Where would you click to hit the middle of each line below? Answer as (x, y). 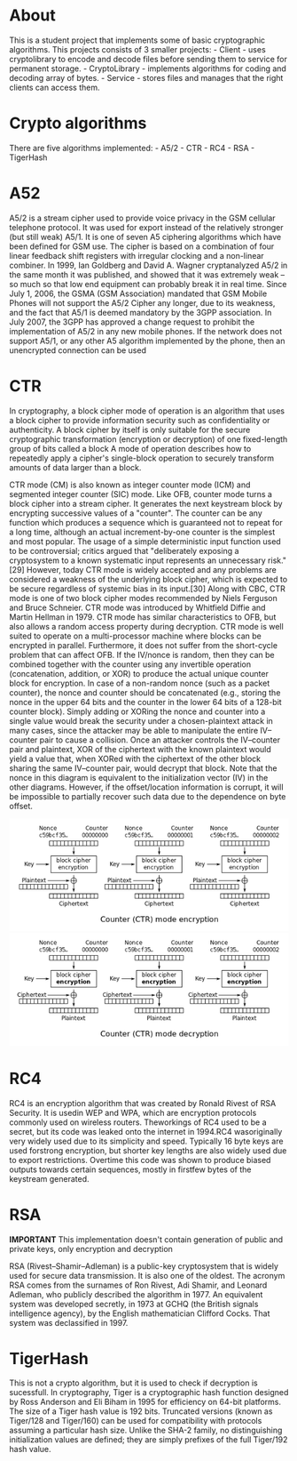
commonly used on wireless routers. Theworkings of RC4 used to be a (138, 1122)
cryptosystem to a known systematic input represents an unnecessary (137, 560)
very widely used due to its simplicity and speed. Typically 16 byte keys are (146, 1141)
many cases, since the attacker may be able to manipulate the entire (134, 730)
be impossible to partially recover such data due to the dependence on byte (148, 796)
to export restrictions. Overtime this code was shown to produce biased (140, 1160)
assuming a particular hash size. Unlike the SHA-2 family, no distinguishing (146, 1430)
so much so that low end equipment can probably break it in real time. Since (148, 284)
